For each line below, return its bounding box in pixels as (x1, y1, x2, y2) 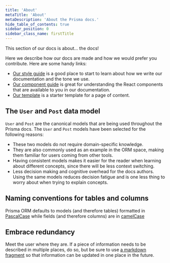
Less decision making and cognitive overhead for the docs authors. (12, 168, 154, 174)
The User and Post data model (5, 107, 100, 115)
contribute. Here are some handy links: (5, 61, 87, 66)
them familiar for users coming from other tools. (12, 152, 114, 158)
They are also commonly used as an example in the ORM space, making (12, 147, 164, 153)
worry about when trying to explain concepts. (12, 179, 108, 185)
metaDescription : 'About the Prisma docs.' (5, 17, 99, 22)
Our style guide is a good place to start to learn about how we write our (12, 70, 163, 77)
